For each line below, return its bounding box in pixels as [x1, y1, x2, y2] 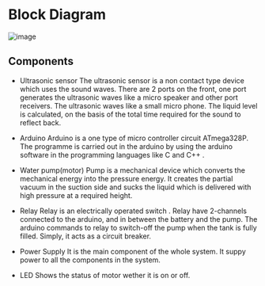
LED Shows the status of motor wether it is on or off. [19, 270, 191, 280]
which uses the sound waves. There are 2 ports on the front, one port [19, 84, 247, 93]
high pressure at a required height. [19, 190, 133, 200]
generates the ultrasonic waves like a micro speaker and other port [19, 93, 239, 102]
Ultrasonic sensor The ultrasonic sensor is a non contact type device [19, 75, 245, 85]
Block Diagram [8, 6, 107, 24]
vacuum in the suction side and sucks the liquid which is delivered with [19, 182, 252, 192]
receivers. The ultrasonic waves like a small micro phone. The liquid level [19, 101, 258, 110]
